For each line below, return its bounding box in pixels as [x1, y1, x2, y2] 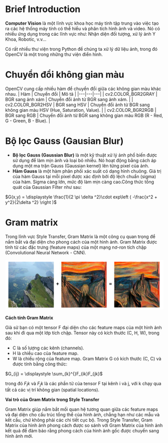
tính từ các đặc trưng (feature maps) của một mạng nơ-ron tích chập [5, 244, 147, 250]
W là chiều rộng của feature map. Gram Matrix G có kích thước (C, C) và [12, 355, 161, 361]
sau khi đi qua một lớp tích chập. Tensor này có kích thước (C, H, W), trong [5, 330, 159, 336]
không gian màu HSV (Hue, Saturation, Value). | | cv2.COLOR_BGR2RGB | [5, 107, 156, 113]
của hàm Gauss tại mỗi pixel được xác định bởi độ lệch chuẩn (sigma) [12, 173, 156, 179]
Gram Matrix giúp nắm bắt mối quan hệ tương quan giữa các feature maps [5, 406, 158, 412]
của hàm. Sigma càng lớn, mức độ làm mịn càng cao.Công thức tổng [12, 179, 154, 185]
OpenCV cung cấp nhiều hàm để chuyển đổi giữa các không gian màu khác [5, 86, 161, 92]
